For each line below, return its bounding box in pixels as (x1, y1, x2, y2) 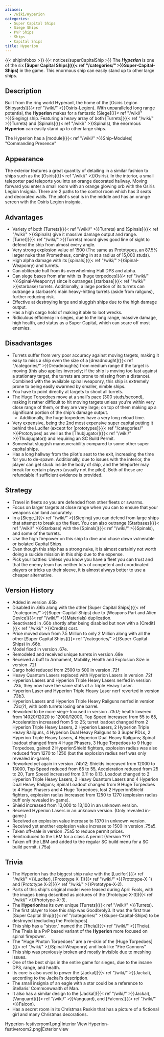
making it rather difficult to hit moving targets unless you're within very (12, 399, 155, 405)
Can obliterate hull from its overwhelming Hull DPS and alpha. (12, 268, 137, 274)
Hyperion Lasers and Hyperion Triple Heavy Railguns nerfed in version (12, 698, 155, 704)
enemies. (12, 325, 31, 331)
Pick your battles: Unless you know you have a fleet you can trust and (12, 556, 153, 562)
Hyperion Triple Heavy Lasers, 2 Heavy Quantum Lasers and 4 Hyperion (12, 776, 159, 782)
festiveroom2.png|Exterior (5, 1026, 58, 1032)
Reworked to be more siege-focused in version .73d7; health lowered (12, 708, 152, 714)
